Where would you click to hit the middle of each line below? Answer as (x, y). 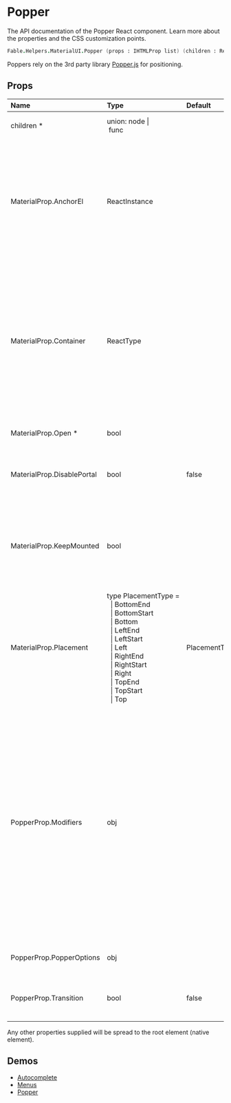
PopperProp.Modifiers (46, 822)
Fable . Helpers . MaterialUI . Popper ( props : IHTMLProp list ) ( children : (112, 51)
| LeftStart (126, 639)
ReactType (124, 340)
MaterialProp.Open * (44, 433)
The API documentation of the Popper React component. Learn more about (113, 31)
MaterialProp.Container (48, 340)
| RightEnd (127, 656)
